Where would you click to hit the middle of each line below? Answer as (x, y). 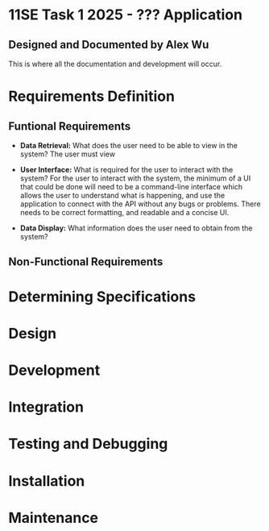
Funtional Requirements (70, 126)
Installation (47, 481)
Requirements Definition (92, 96)
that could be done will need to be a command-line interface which (131, 187)
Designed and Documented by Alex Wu (109, 45)
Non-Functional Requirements (86, 262)
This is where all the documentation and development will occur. (115, 64)
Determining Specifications (102, 297)
